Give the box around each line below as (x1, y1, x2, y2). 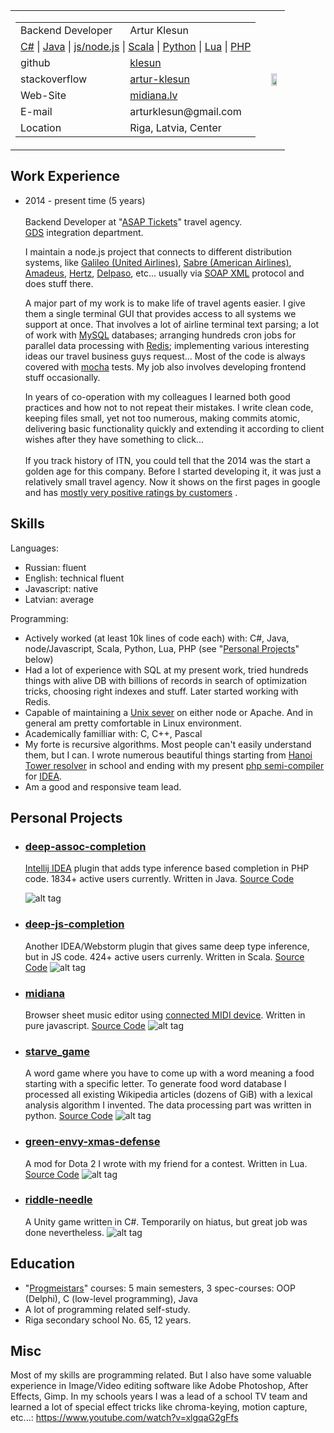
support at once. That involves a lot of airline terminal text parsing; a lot (24, 318, 320, 330)
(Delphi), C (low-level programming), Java (24, 1292, 198, 1304)
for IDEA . (24, 770, 63, 782)
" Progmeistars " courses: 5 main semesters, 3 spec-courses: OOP (24, 1282, 296, 1294)
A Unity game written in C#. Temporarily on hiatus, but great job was (24, 1215, 308, 1228)
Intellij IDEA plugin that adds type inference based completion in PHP (24, 862, 310, 874)
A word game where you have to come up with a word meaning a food (24, 1067, 315, 1079)
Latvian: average (24, 593, 95, 605)
